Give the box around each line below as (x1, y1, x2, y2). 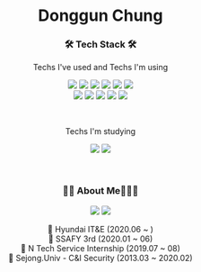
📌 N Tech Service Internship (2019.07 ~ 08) (20, 242, 181, 253)
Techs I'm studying (65, 126, 136, 137)
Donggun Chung (38, 5, 163, 26)
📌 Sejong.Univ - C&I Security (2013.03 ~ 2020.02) (7, 252, 194, 263)
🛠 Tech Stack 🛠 (64, 38, 137, 50)
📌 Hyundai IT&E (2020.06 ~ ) (47, 223, 154, 234)
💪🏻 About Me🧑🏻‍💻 (62, 185, 139, 197)
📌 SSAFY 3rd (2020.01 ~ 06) (48, 233, 153, 244)
